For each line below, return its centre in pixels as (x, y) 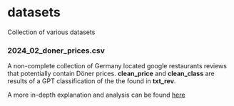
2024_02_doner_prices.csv (56, 51)
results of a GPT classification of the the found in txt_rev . (92, 81)
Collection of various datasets (51, 32)
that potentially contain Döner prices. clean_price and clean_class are (111, 74)
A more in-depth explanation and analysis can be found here (96, 95)
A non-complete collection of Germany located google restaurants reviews (117, 66)
